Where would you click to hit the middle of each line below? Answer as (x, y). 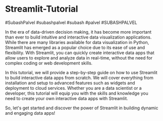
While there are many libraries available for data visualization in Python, (77, 42)
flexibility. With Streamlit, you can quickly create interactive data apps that (80, 53)
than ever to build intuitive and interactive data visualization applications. (78, 37)
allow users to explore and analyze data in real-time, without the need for (79, 58)
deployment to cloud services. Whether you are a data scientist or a (73, 88)
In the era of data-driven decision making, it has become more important (78, 32)
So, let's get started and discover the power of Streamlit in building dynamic (82, 108)
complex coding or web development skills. (49, 63)
